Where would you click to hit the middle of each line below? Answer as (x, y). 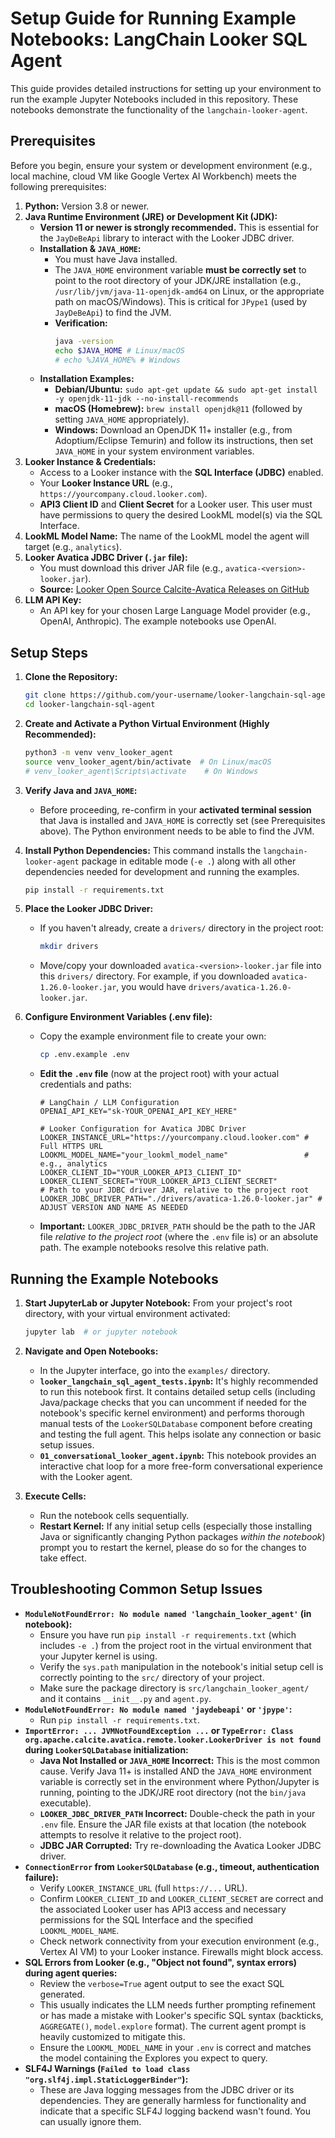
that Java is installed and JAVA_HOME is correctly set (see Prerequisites (182, 820)
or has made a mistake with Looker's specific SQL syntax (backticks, (181, 2015)
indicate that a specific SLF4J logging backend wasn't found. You (175, 2111)
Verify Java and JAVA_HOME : (81, 790)
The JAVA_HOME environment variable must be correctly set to (180, 269)
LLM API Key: (53, 600)
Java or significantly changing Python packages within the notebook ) (182, 1536)
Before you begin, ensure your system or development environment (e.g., (161, 165)
